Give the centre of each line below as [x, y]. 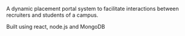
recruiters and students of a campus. [52, 15]
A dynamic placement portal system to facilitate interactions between [93, 9]
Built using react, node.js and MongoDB [56, 27]
